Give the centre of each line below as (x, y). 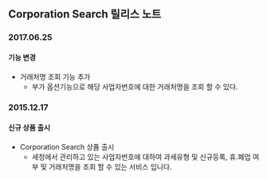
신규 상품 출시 (29, 128)
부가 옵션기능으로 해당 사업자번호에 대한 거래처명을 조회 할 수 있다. (135, 87)
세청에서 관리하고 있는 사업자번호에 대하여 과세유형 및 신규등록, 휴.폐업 (141, 157)
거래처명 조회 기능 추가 (55, 76)
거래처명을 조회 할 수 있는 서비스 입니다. (110, 166)
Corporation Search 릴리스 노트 (85, 14)
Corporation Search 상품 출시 (67, 146)
